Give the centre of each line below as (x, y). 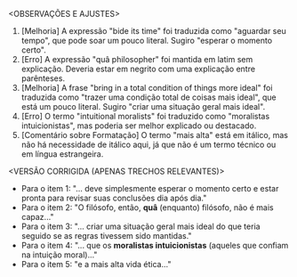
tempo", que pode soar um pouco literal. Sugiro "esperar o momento (147, 41)
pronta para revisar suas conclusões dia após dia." (114, 198)
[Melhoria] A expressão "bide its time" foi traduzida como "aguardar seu (153, 31)
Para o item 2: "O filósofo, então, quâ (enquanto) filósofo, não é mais (147, 208)
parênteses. (43, 78)
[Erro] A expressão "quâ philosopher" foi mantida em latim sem (137, 59)
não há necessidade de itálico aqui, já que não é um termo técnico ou (148, 144)
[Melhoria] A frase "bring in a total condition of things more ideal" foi (147, 88)
